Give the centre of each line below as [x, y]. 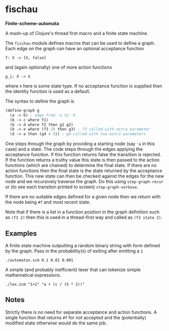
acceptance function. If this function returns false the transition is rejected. [83, 155]
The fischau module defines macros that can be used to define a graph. [80, 43]
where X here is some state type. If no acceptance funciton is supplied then [84, 86]
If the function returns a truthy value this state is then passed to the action [82, 160]
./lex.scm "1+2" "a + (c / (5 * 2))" [45, 284]
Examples [21, 233]
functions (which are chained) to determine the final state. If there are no [81, 165]
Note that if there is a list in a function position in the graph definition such [82, 212]
